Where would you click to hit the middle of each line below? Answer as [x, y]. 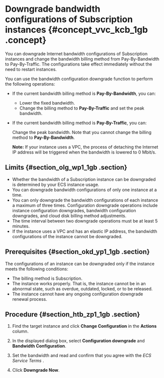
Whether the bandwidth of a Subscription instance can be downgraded [84, 179]
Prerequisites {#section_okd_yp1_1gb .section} [78, 252]
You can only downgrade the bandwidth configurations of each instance [85, 200]
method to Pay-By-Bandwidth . [43, 137]
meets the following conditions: [37, 269]
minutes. [21, 226]
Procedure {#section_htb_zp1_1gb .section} [73, 314]
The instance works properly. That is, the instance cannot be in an [79, 283]
